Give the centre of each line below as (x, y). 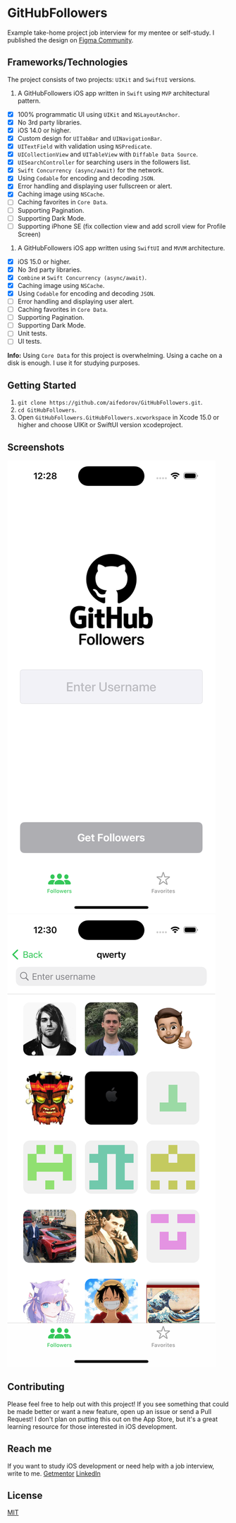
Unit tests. (32, 333)
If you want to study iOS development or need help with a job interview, (111, 1466)
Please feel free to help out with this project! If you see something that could (118, 1404)
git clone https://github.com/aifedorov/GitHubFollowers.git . (110, 403)
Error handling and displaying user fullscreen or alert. (95, 186)
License (25, 1496)
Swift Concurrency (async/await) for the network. (91, 170)
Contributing (36, 1387)
